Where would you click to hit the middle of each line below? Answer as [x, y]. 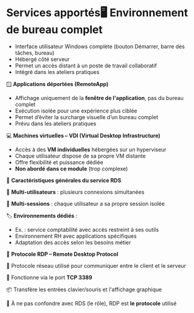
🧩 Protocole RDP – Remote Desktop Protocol [62, 254]
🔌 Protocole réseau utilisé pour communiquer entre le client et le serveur [96, 265]
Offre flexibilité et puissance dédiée [59, 162]
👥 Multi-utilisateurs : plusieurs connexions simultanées [75, 192]
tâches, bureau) [35, 52]
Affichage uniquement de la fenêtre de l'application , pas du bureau [99, 98]
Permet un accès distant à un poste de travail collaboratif [86, 66]
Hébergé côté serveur [42, 59]
